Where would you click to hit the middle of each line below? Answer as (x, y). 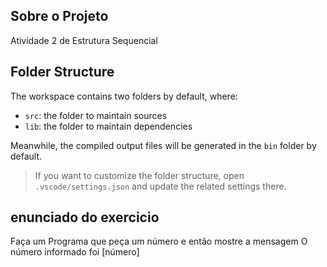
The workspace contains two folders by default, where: (124, 96)
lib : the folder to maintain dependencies (108, 126)
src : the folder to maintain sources (96, 115)
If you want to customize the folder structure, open (139, 175)
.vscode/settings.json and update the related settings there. (160, 186)
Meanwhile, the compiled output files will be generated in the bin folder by (163, 145)
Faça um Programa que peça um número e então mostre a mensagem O (159, 241)
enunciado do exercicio (85, 217)
